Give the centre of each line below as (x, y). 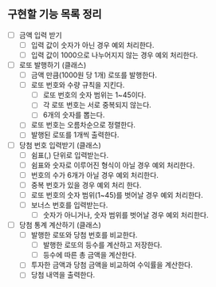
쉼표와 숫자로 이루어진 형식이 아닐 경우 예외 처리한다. (113, 165)
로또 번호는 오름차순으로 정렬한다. (83, 125)
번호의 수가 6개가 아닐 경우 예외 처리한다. (94, 175)
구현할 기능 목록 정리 (55, 14)
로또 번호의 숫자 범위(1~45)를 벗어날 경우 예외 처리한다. (117, 195)
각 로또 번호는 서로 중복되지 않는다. (97, 105)
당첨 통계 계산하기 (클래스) (60, 225)
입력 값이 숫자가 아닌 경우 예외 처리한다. (92, 45)
